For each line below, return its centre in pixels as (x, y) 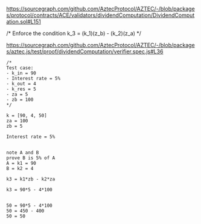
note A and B (23, 153)
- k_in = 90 (21, 73)
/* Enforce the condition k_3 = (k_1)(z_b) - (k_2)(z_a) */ (74, 33)
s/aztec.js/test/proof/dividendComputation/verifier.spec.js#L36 (85, 51)
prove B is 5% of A (31, 158)
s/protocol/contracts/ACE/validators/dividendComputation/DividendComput (101, 15)
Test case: (20, 68)
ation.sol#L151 (24, 21)
